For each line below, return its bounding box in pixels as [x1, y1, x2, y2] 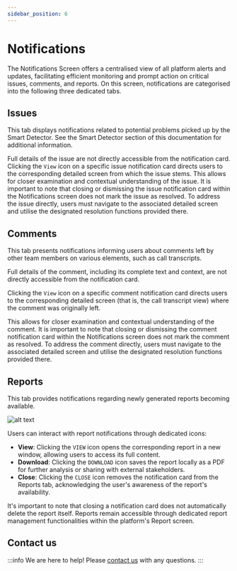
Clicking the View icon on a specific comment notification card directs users [7, 289, 228, 298]
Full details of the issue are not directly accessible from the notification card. [7, 155, 231, 163]
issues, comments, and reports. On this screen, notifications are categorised [7, 79, 231, 88]
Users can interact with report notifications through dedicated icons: [7, 429, 207, 437]
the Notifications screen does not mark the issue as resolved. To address [7, 192, 221, 201]
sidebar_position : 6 [7, 10, 69, 18]
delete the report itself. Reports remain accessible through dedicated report [7, 510, 228, 517]
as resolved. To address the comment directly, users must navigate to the [7, 340, 221, 348]
